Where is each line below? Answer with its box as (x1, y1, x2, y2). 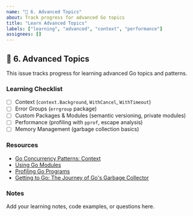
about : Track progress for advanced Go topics (6, 14, 125, 21)
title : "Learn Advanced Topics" (6, 20, 87, 26)
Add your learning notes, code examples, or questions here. (6, 203, 155, 210)
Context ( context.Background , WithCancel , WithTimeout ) (14, 98, 152, 106)
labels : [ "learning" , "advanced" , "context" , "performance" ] (6, 25, 163, 32)
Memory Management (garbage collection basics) (14, 125, 139, 133)
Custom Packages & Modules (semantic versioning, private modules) (14, 112, 186, 119)
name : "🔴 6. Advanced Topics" (6, 8, 82, 15)
